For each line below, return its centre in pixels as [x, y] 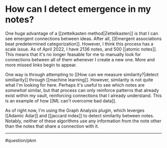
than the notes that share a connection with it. [52, 126]
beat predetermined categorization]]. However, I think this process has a [79, 44]
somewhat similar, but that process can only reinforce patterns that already [82, 90]
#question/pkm [21, 140]
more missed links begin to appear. [41, 65]
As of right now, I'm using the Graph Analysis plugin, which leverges [75, 110]
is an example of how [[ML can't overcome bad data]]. [61, 100]
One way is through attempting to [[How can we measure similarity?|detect [82, 74]
